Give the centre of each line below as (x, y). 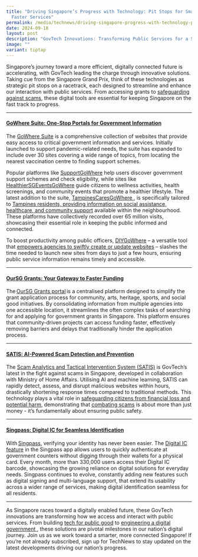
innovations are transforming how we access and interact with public (90, 516)
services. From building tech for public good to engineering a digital (88, 522)
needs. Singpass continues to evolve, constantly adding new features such (97, 474)
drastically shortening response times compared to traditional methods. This (99, 392)
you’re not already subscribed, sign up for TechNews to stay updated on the (99, 541)
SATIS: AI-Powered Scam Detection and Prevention (70, 354)
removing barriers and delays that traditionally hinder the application (89, 329)
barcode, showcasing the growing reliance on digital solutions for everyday (97, 468)
